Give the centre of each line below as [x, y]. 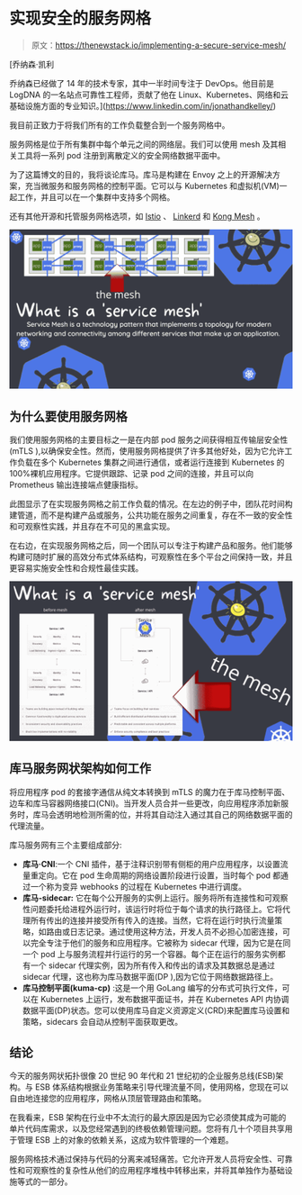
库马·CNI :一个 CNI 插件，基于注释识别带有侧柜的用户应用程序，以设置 [151, 864]
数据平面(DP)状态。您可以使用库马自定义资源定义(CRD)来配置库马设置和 [156, 1010]
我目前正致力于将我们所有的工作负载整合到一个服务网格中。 [120, 125]
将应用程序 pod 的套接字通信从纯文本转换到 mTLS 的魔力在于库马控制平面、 [150, 792]
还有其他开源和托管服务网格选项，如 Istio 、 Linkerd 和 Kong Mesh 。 [137, 216]
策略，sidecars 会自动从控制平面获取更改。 [102, 1021]
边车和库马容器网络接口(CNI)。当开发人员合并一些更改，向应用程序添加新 [145, 803]
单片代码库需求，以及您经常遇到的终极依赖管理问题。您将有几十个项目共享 [147, 1129]
